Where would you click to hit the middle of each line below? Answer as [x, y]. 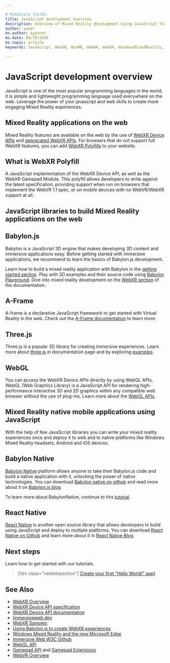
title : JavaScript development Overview [49, 19]
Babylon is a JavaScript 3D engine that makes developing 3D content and [82, 248]
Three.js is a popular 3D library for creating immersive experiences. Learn [82, 346]
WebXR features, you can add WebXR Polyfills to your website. [71, 146]
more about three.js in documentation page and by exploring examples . [80, 352]
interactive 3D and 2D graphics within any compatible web [94, 390]
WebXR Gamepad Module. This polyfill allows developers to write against [81, 179]
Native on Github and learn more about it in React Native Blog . [70, 536]
